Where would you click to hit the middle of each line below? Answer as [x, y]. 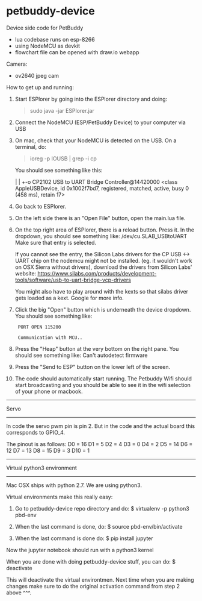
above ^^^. [19, 593]
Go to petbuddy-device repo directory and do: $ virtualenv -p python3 [102, 508]
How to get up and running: [40, 87]
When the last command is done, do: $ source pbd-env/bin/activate [99, 526]
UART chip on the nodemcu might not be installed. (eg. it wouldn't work [103, 260]
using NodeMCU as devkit [47, 46]
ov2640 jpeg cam [37, 75]
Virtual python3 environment [41, 468]
